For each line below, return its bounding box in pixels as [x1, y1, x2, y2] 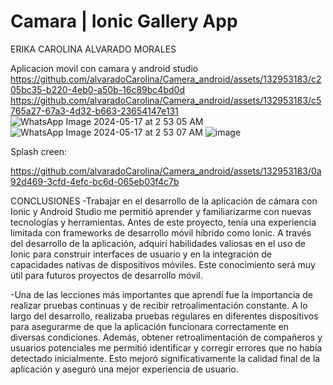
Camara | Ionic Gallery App [10, 10, 238, 33]
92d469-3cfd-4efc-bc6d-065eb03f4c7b [10, 175, 180, 187]
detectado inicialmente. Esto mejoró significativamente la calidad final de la [10, 352, 321, 364]
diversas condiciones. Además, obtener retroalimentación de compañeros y [10, 331, 323, 343]
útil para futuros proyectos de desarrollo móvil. [10, 269, 203, 281]
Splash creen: [10, 145, 68, 157]
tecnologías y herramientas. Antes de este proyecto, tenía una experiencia [10, 216, 317, 228]
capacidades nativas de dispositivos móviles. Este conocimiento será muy [10, 258, 316, 270]
